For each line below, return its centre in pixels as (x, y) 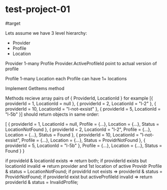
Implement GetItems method (35, 88)
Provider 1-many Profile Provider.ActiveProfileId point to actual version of (81, 63)
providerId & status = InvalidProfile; (42, 182)
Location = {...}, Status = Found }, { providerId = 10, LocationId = (72, 134)
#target (13, 23)
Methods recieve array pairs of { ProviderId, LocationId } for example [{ (79, 98)
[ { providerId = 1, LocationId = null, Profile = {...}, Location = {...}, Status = (82, 124)
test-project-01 (38, 9)
